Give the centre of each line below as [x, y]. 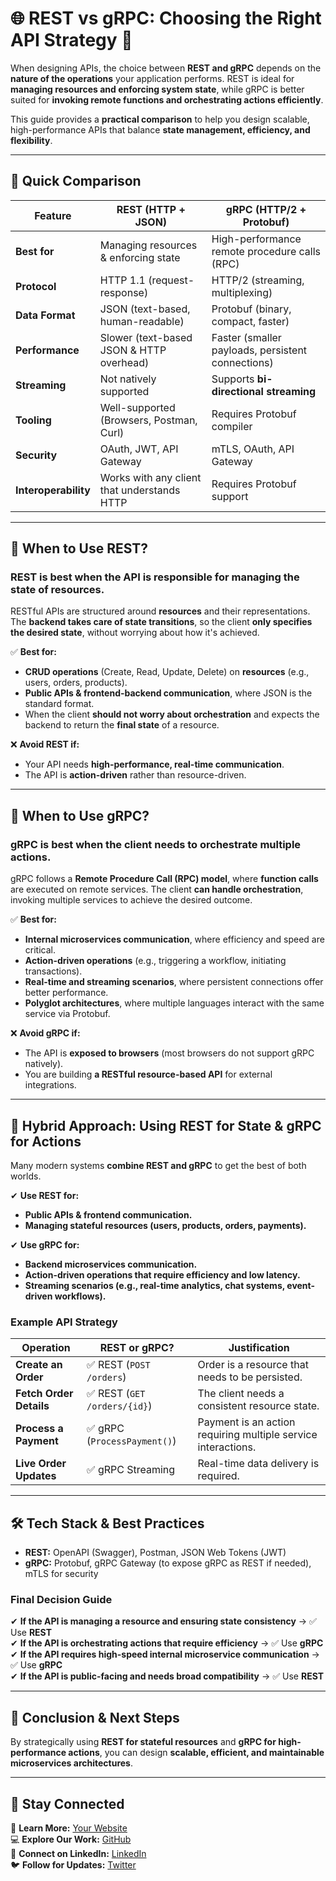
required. [218, 1476]
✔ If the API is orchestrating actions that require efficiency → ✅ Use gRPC [167, 1643]
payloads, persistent [259, 350]
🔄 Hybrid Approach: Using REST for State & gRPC [166, 1125]
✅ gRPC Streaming [131, 1470]
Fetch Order [44, 1394]
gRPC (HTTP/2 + [266, 209]
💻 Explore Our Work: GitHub [71, 1839]
